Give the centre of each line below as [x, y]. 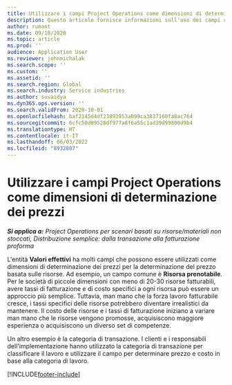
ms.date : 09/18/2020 [37, 33]
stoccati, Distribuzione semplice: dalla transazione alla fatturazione [104, 238]
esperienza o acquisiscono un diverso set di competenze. [89, 325]
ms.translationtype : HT [41, 129]
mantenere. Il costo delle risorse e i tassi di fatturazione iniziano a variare [111, 310]
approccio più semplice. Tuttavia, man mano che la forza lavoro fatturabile [113, 296]
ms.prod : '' [24, 46]
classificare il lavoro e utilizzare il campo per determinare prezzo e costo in [114, 353]
